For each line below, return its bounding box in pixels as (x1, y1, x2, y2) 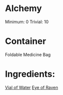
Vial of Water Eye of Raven (5, 84, 58, 90)
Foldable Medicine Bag (5, 52, 51, 57)
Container (5, 36, 47, 47)
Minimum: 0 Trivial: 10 (5, 19, 49, 25)
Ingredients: (5, 68, 55, 80)
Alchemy (5, 3, 42, 14)
